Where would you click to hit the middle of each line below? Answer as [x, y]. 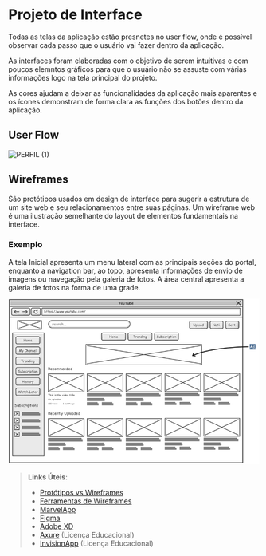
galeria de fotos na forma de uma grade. [74, 287]
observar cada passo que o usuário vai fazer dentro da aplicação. [116, 45]
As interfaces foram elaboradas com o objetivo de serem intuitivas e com [128, 61]
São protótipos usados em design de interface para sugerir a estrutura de [129, 199]
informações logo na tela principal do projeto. [83, 77]
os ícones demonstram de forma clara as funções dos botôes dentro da [126, 101]
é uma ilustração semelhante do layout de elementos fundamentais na [123, 215]
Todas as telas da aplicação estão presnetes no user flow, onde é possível [130, 37]
